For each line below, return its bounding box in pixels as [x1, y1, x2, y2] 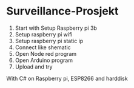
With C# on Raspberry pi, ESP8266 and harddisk [6, 75, 129, 82]
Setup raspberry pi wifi [15, 30, 73, 38]
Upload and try [15, 63, 53, 70]
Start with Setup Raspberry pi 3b [15, 24, 97, 32]
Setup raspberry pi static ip [15, 37, 84, 44]
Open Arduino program [15, 56, 73, 64]
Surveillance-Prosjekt [6, 4, 119, 18]
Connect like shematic [15, 44, 71, 51]
